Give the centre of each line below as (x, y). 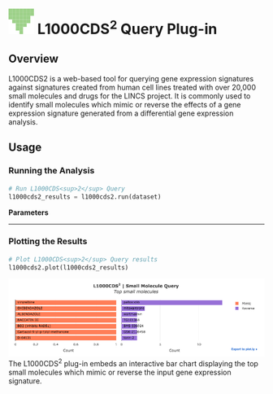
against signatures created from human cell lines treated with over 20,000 (132, 87)
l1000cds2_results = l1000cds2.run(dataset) (85, 197)
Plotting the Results (48, 242)
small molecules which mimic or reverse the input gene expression (120, 372)
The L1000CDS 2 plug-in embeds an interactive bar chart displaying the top (133, 362)
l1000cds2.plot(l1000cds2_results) (69, 268)
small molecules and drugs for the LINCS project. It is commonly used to (130, 96)
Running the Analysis (52, 171)
